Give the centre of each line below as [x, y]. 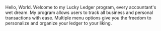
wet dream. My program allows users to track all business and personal [79, 12]
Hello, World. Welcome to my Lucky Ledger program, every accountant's [81, 7]
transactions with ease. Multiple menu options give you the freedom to [78, 18]
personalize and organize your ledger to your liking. [59, 23]
